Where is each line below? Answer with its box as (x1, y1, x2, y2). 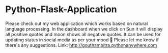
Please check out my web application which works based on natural (5, 20, 148, 26)
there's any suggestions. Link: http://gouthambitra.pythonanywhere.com (5, 42, 157, 48)
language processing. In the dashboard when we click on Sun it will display (5, 25, 163, 32)
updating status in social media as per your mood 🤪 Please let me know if (5, 37, 159, 43)
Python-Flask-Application (5, 4, 117, 15)
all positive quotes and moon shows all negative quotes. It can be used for (5, 31, 161, 37)
